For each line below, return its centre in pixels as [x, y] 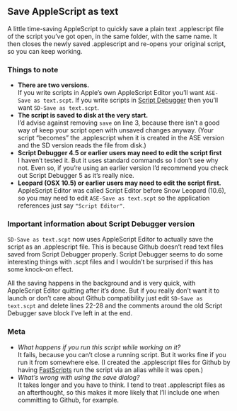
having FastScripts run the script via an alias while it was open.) [110, 370]
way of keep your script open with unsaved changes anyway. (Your [116, 130]
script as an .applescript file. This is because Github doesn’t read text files [116, 247]
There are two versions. [53, 85]
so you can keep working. [45, 51]
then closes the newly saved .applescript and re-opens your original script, [117, 44]
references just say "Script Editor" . [71, 205]
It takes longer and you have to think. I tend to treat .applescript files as [121, 385]
